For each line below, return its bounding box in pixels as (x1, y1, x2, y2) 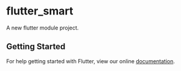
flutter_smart (6, 4, 74, 18)
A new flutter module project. (6, 24, 79, 31)
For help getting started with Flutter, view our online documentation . (6, 57, 175, 64)
